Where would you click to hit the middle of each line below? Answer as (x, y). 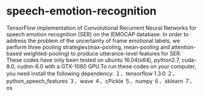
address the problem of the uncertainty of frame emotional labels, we (93, 40)
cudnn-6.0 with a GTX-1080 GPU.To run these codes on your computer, (107, 66)
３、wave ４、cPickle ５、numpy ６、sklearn (126, 81)
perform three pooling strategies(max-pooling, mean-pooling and (88, 47)
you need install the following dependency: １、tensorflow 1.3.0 (86, 73)
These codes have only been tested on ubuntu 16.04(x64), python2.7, (93, 60)
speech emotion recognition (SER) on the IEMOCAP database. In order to (98, 34)
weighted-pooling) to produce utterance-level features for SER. (102, 53)
